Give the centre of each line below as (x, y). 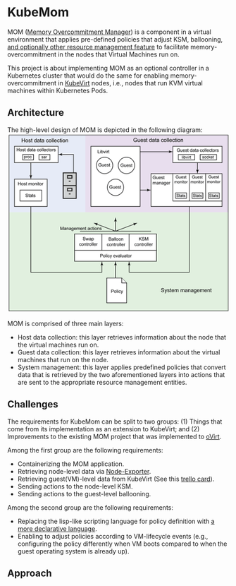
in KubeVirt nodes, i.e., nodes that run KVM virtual (130, 83)
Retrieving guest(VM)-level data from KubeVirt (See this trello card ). (116, 479)
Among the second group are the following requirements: (91, 507)
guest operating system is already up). (73, 551)
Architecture (36, 113)
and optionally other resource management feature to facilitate (98, 47)
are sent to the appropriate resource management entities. (102, 382)
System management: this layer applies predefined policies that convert (122, 367)
